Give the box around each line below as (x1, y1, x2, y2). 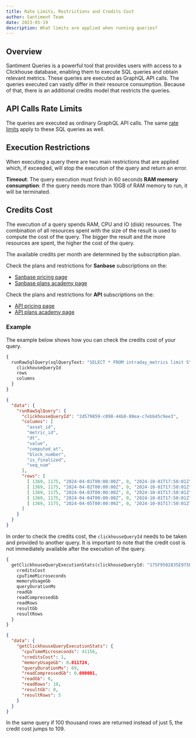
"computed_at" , (27, 446, 64, 452)
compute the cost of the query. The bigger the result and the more (6, 233, 166, 240)
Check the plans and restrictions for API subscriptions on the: (6, 291, 155, 298)
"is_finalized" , (27, 457, 66, 463)
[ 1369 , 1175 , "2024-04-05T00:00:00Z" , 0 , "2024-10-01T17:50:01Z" (27, 500, 192, 506)
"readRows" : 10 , (21, 681, 61, 688)
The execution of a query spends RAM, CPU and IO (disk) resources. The (6, 221, 182, 228)
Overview (6, 46, 43, 56)
